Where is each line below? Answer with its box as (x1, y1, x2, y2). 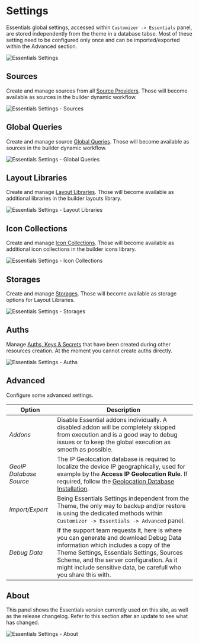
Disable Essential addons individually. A (57, 415, 168, 424)
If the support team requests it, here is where (57, 526, 182, 534)
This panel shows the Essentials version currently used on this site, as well (6, 606, 188, 613)
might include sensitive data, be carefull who (57, 563, 182, 571)
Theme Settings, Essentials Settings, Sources (57, 548, 183, 556)
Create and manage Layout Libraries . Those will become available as (6, 189, 174, 196)
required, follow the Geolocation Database (57, 477, 175, 485)
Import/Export (9, 505, 49, 514)
